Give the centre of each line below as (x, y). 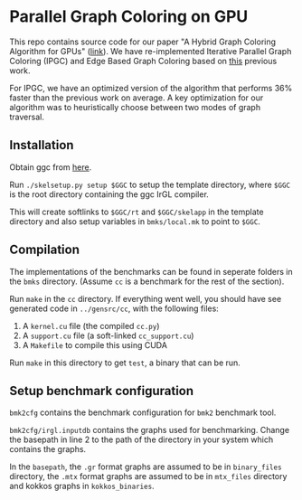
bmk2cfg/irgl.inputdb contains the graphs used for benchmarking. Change (150, 430)
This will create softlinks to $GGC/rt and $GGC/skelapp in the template (137, 212)
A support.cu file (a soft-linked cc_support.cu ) (108, 335)
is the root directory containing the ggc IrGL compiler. (109, 194)
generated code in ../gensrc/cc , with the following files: (114, 308)
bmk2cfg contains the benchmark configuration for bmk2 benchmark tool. (143, 412)
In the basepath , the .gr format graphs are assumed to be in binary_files (146, 467)
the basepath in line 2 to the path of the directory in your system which (142, 439)
